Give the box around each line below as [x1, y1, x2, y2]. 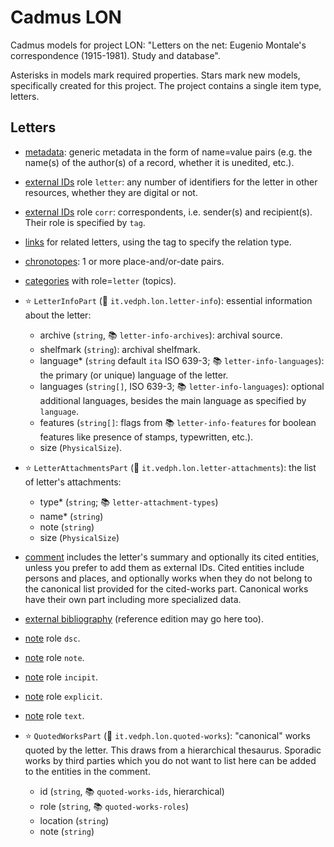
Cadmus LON [10, 6, 122, 29]
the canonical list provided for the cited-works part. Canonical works [24, 582, 309, 595]
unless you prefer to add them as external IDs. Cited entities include [24, 561, 305, 573]
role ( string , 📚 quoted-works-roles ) [39, 800, 190, 812]
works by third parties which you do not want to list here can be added [24, 754, 317, 766]
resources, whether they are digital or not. [24, 186, 198, 198]
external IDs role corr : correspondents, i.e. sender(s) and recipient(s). [24, 206, 313, 218]
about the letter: [24, 309, 92, 321]
